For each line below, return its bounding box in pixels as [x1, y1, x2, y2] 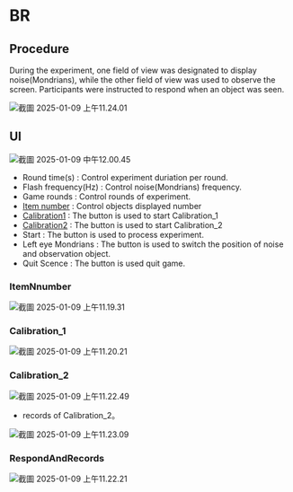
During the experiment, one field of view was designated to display [9, 65, 258, 75]
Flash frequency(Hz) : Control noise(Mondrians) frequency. [22, 181, 243, 192]
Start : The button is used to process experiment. [22, 229, 205, 240]
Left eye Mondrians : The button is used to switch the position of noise [22, 239, 284, 250]
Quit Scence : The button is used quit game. [22, 258, 186, 268]
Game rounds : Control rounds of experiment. [22, 190, 191, 202]
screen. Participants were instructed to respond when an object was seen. [9, 84, 285, 94]
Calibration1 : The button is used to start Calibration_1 [22, 210, 218, 221]
